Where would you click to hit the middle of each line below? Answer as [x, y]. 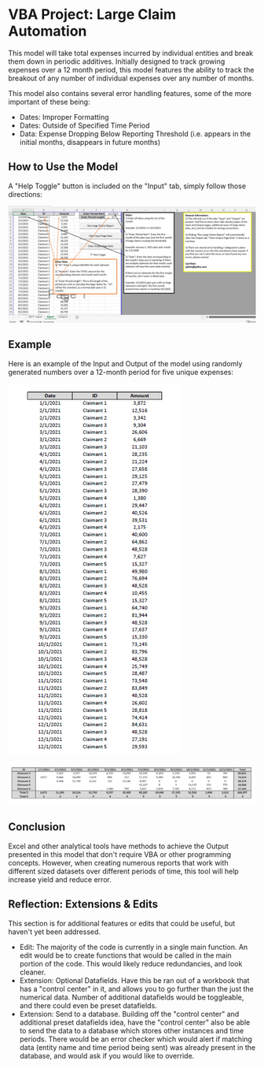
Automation [48, 31]
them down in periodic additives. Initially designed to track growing [117, 61]
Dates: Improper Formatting [64, 117]
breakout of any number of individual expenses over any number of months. [131, 78]
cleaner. [33, 972]
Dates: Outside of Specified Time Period [85, 125]
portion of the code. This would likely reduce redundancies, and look [131, 963]
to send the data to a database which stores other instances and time [132, 1030]
